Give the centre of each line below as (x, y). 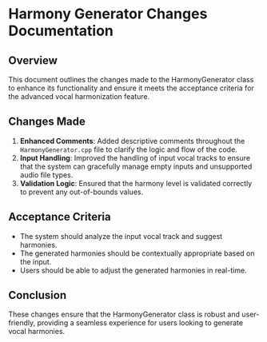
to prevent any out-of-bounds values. (82, 192)
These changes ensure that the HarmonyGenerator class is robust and (124, 314)
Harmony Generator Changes (108, 14)
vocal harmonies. (37, 332)
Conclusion (38, 295)
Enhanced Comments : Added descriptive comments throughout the (132, 141)
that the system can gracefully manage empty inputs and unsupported (136, 166)
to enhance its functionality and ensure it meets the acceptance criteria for (131, 88)
